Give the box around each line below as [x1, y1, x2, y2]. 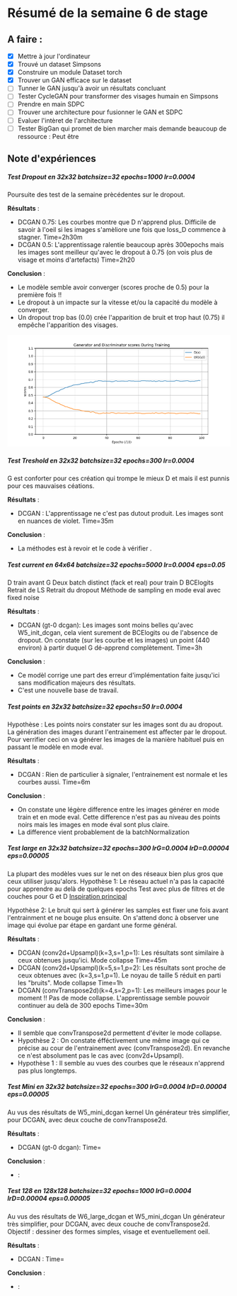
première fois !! [17, 290, 62, 299]
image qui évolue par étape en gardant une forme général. [7, 921, 178, 929]
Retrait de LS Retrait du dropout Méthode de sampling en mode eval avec [7, 585, 221, 594]
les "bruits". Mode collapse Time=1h [17, 978, 123, 987]
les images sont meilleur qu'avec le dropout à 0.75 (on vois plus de [17, 248, 213, 256]
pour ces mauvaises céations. [7, 481, 95, 490]
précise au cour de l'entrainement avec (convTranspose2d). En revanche [17, 1043, 231, 1052]
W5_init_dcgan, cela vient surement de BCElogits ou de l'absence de [17, 628, 218, 636]
